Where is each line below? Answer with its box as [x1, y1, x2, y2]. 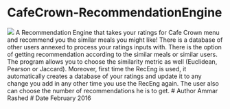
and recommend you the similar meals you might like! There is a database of [7, 36, 223, 44]
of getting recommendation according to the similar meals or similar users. [7, 50, 218, 58]
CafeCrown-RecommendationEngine [7, 5, 222, 21]
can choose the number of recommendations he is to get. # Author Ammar [7, 86, 218, 95]
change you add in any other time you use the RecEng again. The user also [7, 79, 220, 87]
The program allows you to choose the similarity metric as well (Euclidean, [7, 57, 218, 66]
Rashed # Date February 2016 [7, 94, 91, 102]
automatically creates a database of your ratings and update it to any [7, 72, 202, 80]
